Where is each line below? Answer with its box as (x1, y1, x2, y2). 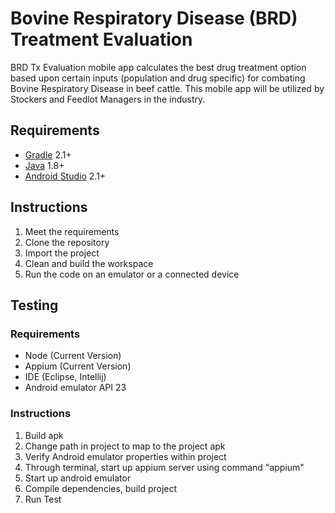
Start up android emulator (24, 472, 132, 484)
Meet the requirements (24, 225, 120, 237)
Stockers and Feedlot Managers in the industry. (10, 93, 206, 105)
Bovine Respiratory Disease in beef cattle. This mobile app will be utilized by (10, 82, 325, 94)
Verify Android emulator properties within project (24, 450, 227, 462)
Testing (10, 297, 59, 314)
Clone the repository (24, 236, 110, 248)
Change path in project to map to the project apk (24, 440, 226, 452)
